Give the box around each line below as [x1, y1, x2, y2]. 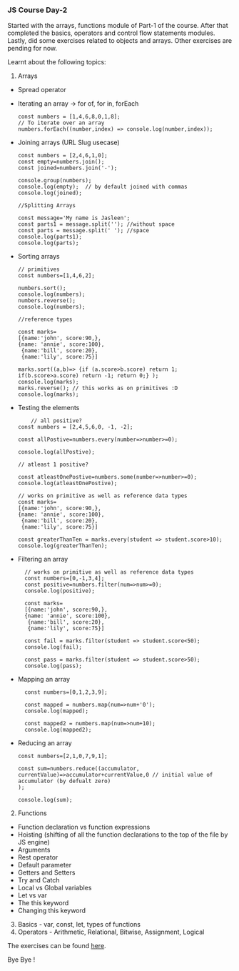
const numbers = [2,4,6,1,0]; [17, 152, 108, 159]
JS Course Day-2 [7, 5, 68, 15]
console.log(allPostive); [17, 449, 95, 456]
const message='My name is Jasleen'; [17, 214, 131, 222]
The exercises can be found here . [7, 942, 106, 950]
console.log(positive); [24, 587, 95, 594]
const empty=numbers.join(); [17, 159, 105, 166]
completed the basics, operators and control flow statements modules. [7, 29, 215, 37]
